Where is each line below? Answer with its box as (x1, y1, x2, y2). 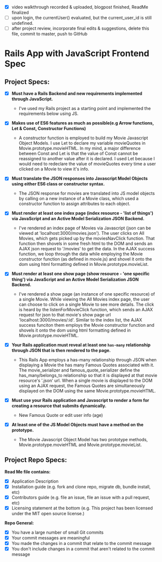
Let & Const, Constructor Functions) (11, 126, 86, 131)
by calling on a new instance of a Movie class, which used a (18, 196, 139, 202)
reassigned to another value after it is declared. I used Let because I (18, 156, 155, 162)
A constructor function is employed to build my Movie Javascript (18, 135, 148, 141)
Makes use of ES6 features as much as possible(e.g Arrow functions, (11, 120, 154, 126)
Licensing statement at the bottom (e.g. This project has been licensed (11, 505, 153, 511)
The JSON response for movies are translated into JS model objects (18, 190, 155, 196)
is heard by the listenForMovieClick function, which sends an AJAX (18, 306, 153, 312)
